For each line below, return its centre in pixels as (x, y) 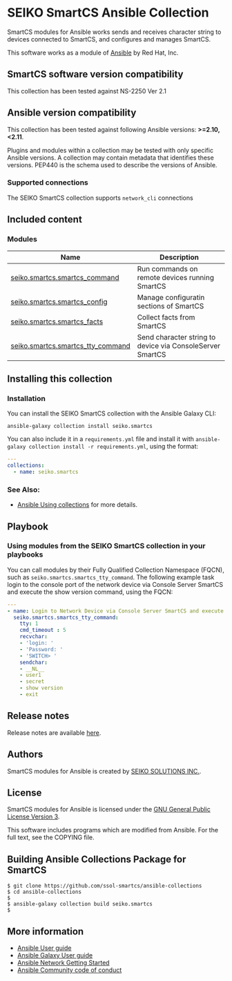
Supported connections (48, 183)
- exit (29, 695)
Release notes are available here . (54, 732)
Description (179, 257)
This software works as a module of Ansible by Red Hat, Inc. (93, 53)
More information (46, 931)
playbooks (25, 554)
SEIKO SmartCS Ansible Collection (108, 13)
